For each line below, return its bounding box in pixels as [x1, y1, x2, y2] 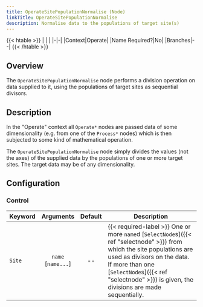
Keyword [9, 212, 36, 220]
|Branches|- [165, 37, 195, 44]
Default [80, 212, 102, 220]
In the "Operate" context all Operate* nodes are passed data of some [6, 124, 178, 130]
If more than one [108, 260, 155, 268]
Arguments [41, 212, 75, 220]
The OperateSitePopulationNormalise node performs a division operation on [6, 77, 195, 84]
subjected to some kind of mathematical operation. [6, 136, 133, 143]
